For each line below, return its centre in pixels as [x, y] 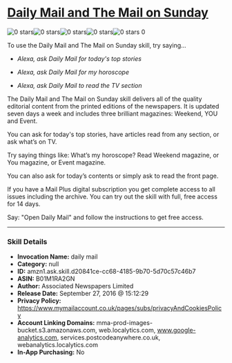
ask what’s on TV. [32, 141]
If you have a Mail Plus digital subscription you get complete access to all [111, 189]
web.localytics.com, [127, 331]
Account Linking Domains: [56, 323]
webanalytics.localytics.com [58, 345]
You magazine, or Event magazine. [56, 162]
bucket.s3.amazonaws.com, [57, 331]
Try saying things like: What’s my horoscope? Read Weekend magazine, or [113, 155]
